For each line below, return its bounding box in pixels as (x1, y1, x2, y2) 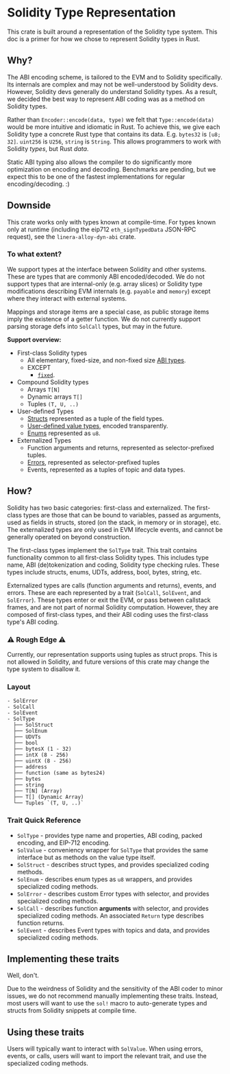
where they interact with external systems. (7, 294, 127, 303)
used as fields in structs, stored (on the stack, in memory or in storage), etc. (7, 518, 221, 526)
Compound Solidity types (16, 377, 89, 386)
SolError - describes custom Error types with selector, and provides (16, 889, 210, 898)
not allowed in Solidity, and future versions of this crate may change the (7, 657, 210, 666)
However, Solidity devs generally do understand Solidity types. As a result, (7, 87, 218, 95)
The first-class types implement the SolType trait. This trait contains (7, 546, 197, 554)
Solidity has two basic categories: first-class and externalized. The (7, 503, 195, 512)
